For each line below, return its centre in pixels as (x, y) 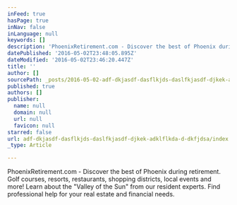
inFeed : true (26, 14)
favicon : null (34, 125)
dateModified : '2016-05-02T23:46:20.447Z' (71, 60)
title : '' (22, 66)
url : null (28, 119)
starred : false (30, 132)
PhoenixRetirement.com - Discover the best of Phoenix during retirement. (114, 172)
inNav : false (26, 27)
